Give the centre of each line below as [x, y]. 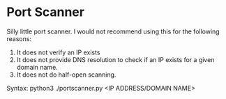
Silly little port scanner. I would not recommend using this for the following [113, 31]
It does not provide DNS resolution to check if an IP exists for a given [115, 59]
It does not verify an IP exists [58, 52]
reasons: [19, 38]
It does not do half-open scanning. [66, 75]
